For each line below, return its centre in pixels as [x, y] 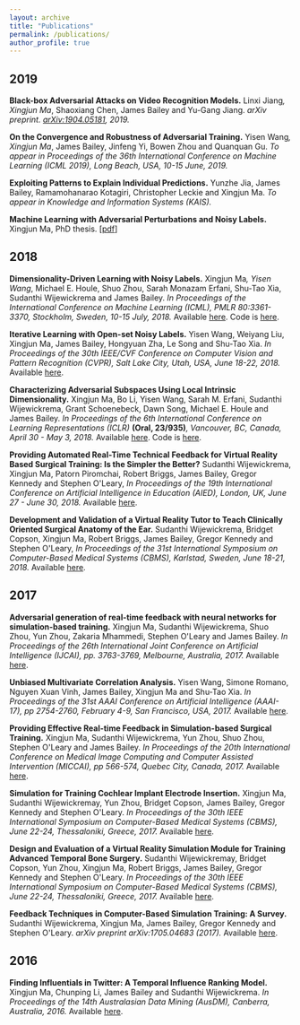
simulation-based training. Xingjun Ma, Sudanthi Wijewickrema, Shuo [139, 626]
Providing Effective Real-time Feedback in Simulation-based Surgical [141, 728]
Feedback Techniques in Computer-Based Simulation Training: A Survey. [148, 913]
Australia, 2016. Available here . [66, 1011]
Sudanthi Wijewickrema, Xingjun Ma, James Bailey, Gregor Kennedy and [142, 923]
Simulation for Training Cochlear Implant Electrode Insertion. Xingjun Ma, [148, 793]
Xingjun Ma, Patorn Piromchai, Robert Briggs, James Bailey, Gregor [133, 473]
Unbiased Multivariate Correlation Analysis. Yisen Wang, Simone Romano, [149, 682]
